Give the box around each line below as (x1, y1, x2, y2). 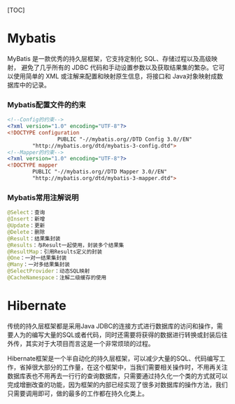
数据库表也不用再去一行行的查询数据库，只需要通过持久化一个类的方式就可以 (7, 371, 228, 380)
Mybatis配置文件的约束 (7, 99, 86, 109)
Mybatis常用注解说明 (7, 193, 79, 202)
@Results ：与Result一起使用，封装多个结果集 (7, 242, 124, 249)
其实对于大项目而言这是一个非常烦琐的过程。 (25, 339, 155, 347)
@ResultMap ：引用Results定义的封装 (7, 248, 103, 255)
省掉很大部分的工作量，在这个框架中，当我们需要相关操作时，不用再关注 (19, 363, 228, 371)
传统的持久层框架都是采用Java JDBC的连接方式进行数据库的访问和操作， (7, 321, 217, 330)
